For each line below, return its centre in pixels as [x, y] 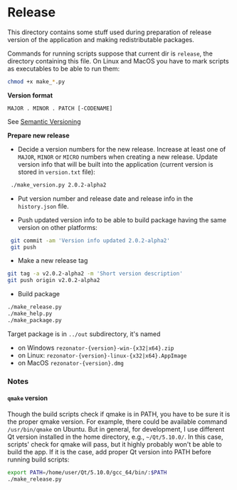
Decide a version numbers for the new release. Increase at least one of [122, 149]
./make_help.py [30, 314]
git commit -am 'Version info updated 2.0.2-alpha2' [90, 240]
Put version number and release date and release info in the [105, 198]
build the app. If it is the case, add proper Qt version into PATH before [109, 452]
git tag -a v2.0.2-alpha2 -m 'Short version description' [95, 274]
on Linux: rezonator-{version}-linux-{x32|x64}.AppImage [102, 355]
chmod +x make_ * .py [36, 82]
